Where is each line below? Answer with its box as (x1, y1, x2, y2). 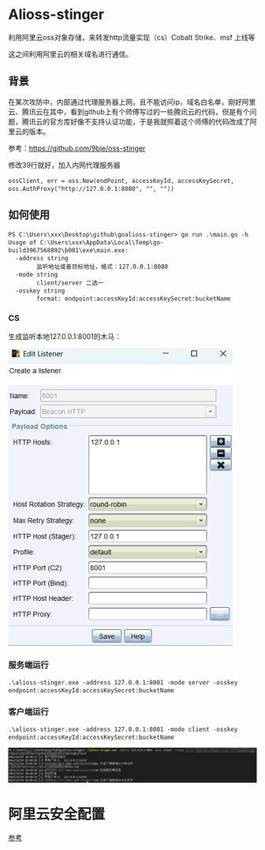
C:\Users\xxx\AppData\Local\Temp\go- (39, 238, 164, 246)
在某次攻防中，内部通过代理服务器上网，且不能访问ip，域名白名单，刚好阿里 (8, 97, 256, 106)
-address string (15, 254, 69, 262)
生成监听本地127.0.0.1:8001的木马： (8, 331, 122, 341)
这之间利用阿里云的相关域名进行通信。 (8, 49, 132, 58)
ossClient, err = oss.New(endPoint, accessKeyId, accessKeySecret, (8, 177, 235, 185)
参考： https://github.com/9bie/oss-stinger (8, 144, 146, 153)
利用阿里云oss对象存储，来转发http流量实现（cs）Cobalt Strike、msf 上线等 (8, 32, 256, 42)
